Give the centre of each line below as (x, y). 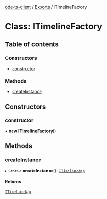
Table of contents (32, 44)
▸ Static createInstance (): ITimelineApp (45, 171)
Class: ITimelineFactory (54, 27)
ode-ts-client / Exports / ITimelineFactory (46, 7)
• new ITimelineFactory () (31, 131)
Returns (13, 182)
